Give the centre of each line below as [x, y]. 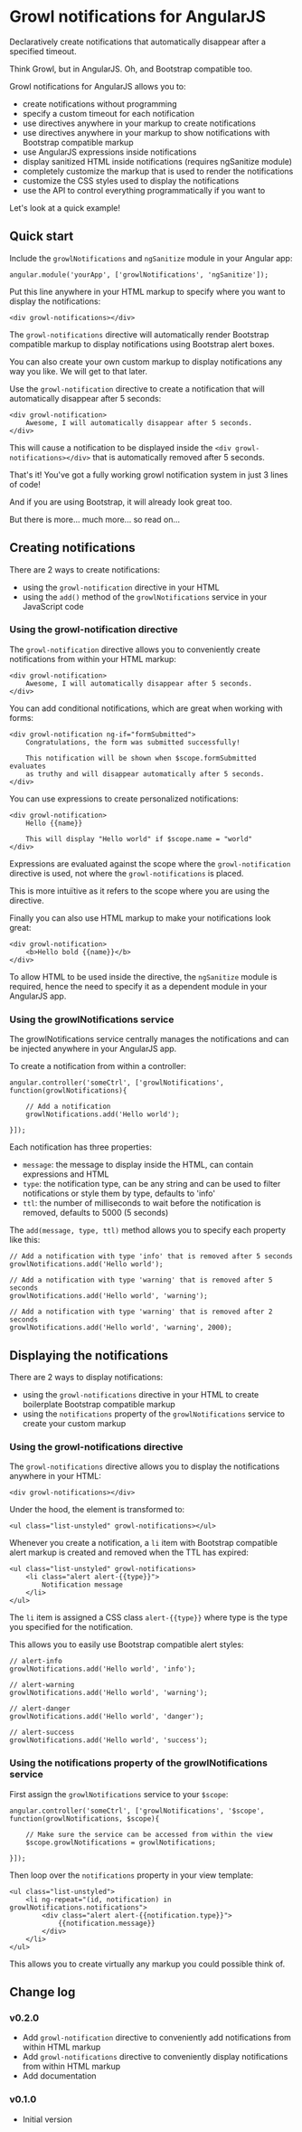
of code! [25, 484]
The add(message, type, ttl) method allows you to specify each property [148, 1230]
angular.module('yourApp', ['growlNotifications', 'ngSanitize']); [139, 275]
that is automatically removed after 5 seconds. [179, 457]
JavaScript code [53, 606]
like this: [25, 1240]
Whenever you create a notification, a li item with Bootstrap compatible [144, 1543]
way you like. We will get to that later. [78, 371]
